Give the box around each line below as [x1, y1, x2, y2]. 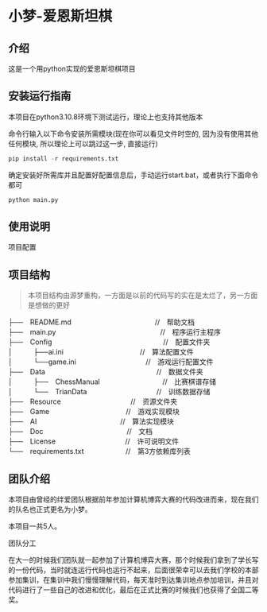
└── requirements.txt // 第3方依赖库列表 [8, 447, 191, 456]
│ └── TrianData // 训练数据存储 [8, 387, 211, 397]
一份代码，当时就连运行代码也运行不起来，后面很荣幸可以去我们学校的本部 [14, 565, 259, 575]
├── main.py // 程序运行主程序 [8, 327, 221, 337]
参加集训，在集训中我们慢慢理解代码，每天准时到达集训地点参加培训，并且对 [8, 575, 259, 584]
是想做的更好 [27, 300, 70, 310]
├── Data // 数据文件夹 [8, 367, 204, 377]
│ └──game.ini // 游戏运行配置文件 [8, 357, 214, 366]
